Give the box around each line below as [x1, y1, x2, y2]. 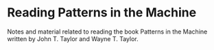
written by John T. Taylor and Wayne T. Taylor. [7, 34, 139, 42]
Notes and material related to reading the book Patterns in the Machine [7, 27, 208, 36]
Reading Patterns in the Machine [7, 5, 197, 21]
